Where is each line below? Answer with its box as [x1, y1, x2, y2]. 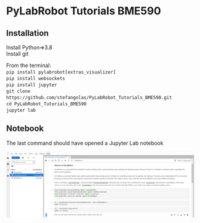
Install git [6, 50, 29, 57]
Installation [6, 28, 49, 38]
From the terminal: [6, 62, 51, 69]
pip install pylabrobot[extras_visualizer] [6, 69, 116, 75]
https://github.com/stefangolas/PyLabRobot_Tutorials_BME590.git [6, 94, 172, 100]
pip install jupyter [6, 82, 58, 88]
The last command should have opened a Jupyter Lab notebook [6, 139, 164, 146]
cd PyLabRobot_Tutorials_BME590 [6, 101, 87, 107]
